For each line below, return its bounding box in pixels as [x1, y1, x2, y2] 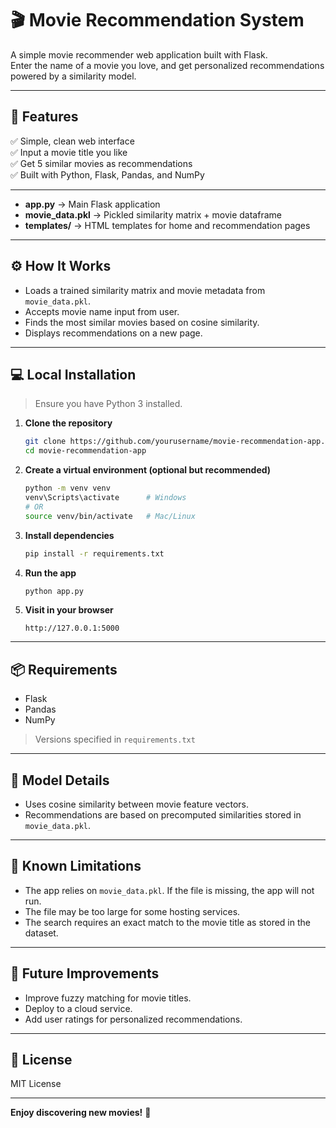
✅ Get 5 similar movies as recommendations [10, 157, 193, 169]
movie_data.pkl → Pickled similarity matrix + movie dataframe [24, 208, 282, 221]
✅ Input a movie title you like [10, 146, 128, 158]
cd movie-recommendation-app [24, 446, 147, 456]
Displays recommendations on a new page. [24, 327, 203, 339]
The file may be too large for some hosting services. [24, 905, 241, 917]
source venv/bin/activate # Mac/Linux [24, 511, 196, 521]
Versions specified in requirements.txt [34, 733, 196, 746]
